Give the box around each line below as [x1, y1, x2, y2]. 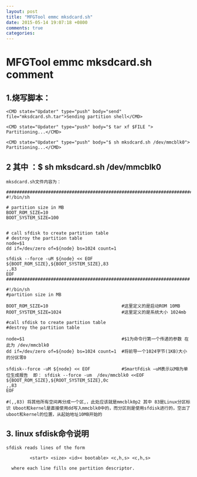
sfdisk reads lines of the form [6, 445, 85, 451]
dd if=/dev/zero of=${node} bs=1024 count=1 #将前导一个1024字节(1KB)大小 [6, 348, 188, 355]
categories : [6, 30, 35, 36]
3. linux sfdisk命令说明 [6, 429, 89, 439]
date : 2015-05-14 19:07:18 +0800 [6, 19, 88, 25]
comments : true [6, 25, 43, 31]
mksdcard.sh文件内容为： [6, 179, 62, 185]
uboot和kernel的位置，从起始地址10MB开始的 [6, 411, 103, 417]
